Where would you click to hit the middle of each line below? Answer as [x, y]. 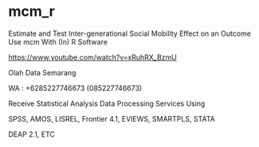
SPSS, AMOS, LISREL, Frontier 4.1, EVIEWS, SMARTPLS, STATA [112, 118]
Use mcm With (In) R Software [58, 41]
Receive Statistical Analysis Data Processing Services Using [107, 103]
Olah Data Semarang [42, 72]
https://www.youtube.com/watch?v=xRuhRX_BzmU [92, 57]
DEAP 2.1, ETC [32, 134]
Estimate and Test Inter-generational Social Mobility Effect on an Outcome [129, 33]
